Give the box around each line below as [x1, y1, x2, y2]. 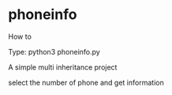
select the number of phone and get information [8, 78, 164, 87]
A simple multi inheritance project [8, 62, 118, 72]
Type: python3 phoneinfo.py [8, 47, 100, 56]
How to [8, 32, 32, 41]
